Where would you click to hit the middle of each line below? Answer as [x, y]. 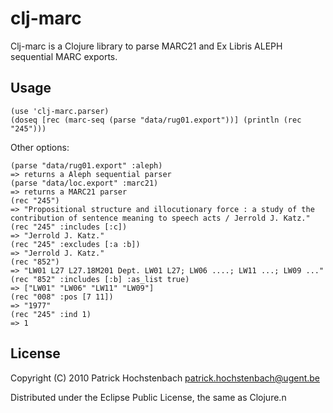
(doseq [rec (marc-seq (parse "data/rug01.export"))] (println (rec [156, 120]
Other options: [40, 147]
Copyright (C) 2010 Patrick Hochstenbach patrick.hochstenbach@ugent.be [165, 378]
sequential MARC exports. [64, 56]
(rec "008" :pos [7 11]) [62, 297]
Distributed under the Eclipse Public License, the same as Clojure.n [148, 397]
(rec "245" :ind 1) [51, 314]
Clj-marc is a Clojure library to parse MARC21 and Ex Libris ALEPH [146, 46]
